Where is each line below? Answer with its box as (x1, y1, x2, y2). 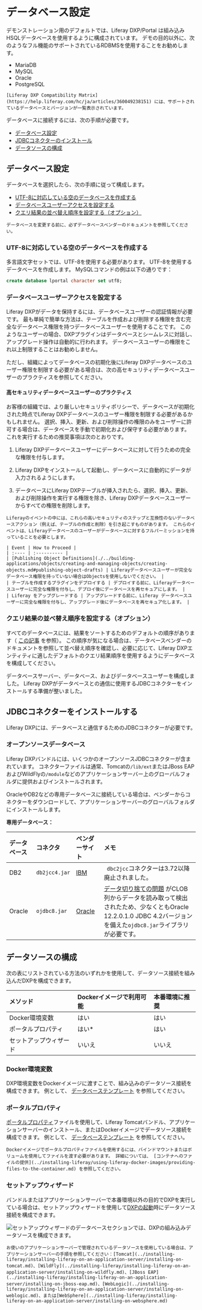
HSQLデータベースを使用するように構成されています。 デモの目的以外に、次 (6, 34, 195, 41)
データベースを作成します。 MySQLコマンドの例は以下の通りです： (6, 266, 173, 273)
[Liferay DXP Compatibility (6, 92, 77, 98)
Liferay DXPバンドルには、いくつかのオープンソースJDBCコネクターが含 (6, 755, 186, 762)
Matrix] (79, 92, 98, 98)
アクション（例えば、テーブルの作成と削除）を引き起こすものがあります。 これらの (14, 521, 191, 528)
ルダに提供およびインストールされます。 (6, 778, 106, 785)
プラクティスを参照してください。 (22, 374, 106, 381)
